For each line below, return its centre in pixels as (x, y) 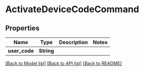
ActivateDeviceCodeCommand (72, 9)
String (47, 51)
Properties (22, 28)
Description (73, 42)
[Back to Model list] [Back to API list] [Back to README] (64, 63)
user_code (21, 51)
